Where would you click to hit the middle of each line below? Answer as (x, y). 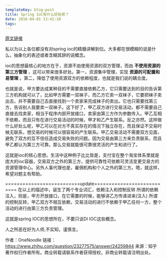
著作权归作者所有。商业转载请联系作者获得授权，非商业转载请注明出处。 (79, 253)
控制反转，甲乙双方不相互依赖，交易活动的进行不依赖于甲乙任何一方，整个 (85, 202)
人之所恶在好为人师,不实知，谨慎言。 (43, 230)
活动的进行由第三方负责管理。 (36, 208)
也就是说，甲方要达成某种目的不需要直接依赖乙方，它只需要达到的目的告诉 (81, 89)
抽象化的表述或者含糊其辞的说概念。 (51, 55)
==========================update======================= (83, 184)
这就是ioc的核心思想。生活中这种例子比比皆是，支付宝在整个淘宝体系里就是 (82, 155)
